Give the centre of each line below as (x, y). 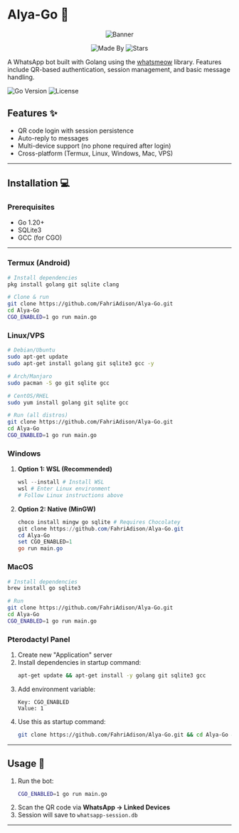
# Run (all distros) (38, 415)
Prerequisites (31, 208)
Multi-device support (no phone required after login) (94, 145)
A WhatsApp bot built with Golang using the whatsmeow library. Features (115, 62)
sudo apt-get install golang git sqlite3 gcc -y (81, 364)
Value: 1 (31, 708)
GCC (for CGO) (40, 237)
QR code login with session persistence (75, 131)
